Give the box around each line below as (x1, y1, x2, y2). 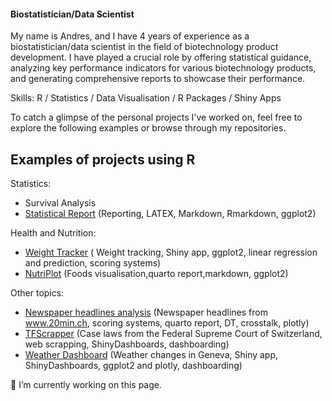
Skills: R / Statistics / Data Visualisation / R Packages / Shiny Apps (10, 92, 282, 104)
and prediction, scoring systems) (24, 257, 162, 269)
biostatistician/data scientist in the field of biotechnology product (10, 41, 279, 53)
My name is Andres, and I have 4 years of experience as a (10, 30, 250, 42)
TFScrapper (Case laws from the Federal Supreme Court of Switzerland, (24, 328, 323, 340)
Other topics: (10, 287, 65, 299)
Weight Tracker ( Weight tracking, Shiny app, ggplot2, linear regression (24, 246, 318, 259)
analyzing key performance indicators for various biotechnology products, (10, 62, 317, 74)
